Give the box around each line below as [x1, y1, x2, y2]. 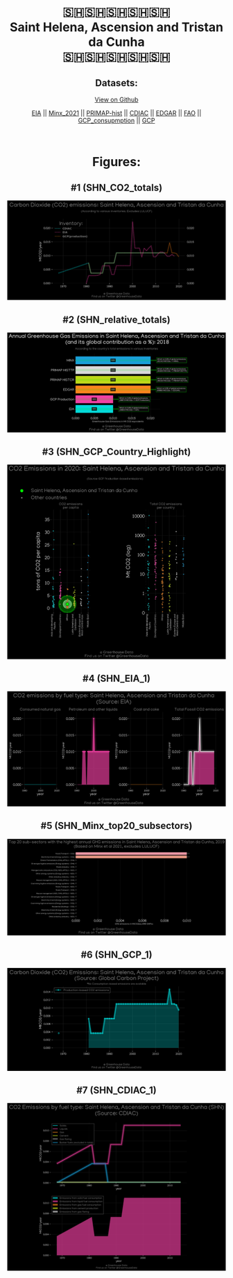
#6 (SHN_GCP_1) [80, 949, 153, 961]
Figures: [92, 154, 141, 170]
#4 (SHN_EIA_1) [82, 673, 151, 685]
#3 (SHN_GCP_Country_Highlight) [42, 445, 191, 457]
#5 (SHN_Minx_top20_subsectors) [40, 820, 193, 832]
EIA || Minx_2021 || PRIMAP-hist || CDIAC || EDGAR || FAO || [31, 109, 202, 117]
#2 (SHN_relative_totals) [62, 313, 171, 325]
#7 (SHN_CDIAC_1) [76, 1085, 157, 1096]
